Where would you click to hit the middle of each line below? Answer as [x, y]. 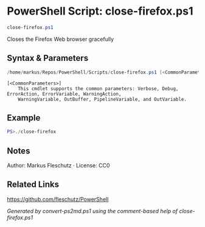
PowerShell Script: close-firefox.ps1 [100, 11]
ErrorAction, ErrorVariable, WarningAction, [64, 94]
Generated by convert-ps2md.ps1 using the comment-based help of [92, 211]
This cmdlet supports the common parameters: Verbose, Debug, [98, 89]
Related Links [33, 185]
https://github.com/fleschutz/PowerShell [58, 199]
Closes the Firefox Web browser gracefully [61, 39]
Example [24, 118]
